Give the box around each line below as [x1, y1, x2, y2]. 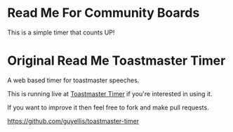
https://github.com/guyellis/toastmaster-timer [7, 117, 139, 125]
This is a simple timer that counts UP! [7, 28, 115, 37]
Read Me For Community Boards [7, 5, 200, 21]
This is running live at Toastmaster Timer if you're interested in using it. [7, 89, 213, 98]
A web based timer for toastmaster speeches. [7, 76, 140, 84]
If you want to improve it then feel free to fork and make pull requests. [7, 103, 209, 112]
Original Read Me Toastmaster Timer [7, 53, 226, 69]
